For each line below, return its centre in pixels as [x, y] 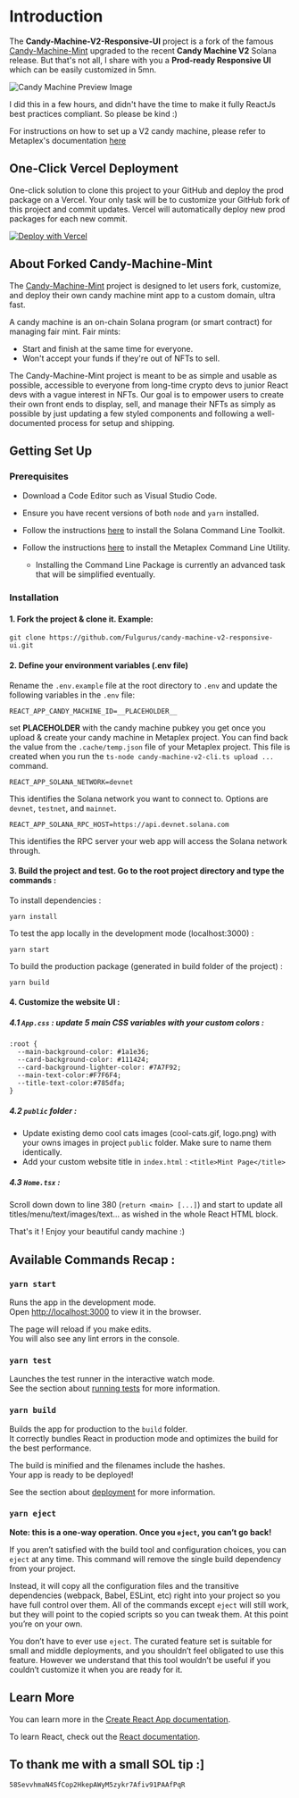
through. [25, 850]
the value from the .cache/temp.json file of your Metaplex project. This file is [150, 747]
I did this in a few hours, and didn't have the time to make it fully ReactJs [143, 104]
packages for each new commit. [68, 218]
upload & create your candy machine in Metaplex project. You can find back [149, 737]
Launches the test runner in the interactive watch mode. [112, 1379]
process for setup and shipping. [116, 422]
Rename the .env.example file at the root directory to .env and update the [144, 685]
